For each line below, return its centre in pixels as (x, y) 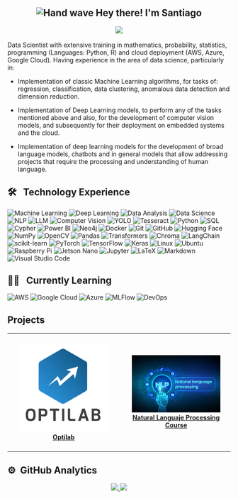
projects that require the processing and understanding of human (113, 161)
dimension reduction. (49, 96)
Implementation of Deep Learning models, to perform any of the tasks (119, 110)
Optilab (64, 437)
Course (176, 425)
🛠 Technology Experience (69, 192)
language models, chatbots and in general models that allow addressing (123, 154)
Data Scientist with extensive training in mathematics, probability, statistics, (117, 45)
